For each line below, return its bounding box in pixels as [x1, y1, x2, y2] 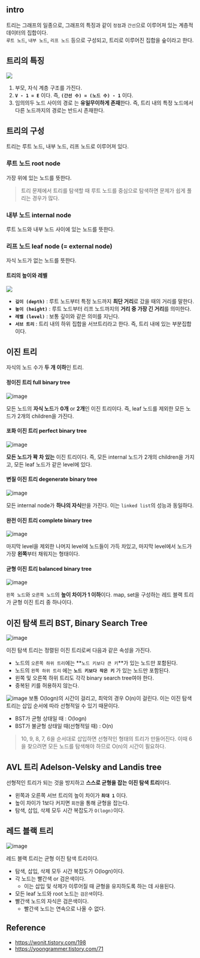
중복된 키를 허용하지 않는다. [14, 682, 80, 689]
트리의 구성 [6, 126, 45, 136]
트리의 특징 [6, 56, 45, 66]
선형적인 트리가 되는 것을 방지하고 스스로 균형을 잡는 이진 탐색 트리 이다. [6, 779, 171, 786]
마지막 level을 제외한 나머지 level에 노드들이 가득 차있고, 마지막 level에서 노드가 [6, 543, 192, 550]
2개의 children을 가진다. [17, 412, 74, 420]
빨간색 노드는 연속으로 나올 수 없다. [23, 905, 106, 912]
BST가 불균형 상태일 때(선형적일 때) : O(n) [14, 723, 114, 730]
